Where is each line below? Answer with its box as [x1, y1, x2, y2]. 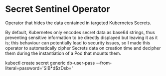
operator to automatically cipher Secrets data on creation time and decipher [5, 45, 161, 51]
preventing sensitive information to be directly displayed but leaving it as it [5, 35, 158, 40]
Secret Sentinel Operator [5, 3, 111, 15]
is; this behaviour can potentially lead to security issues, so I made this [5, 39, 151, 45]
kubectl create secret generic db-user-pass [5, 60, 95, 66]
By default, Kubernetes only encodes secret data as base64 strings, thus [5, 29, 156, 35]
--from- [96, 60, 112, 66]
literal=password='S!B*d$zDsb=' [5, 65, 73, 71]
